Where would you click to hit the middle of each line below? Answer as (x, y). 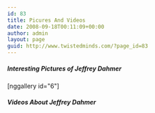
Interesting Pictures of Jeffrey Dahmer (65, 68)
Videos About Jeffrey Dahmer (52, 102)
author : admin (28, 33)
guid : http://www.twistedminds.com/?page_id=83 (78, 46)
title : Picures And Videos (46, 20)
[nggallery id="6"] (33, 86)
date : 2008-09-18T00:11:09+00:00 (56, 27)
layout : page (26, 40)
